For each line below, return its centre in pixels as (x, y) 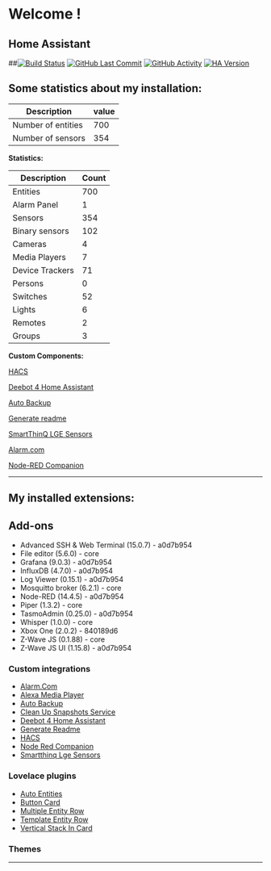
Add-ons (31, 526)
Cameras (29, 244)
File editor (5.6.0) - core (59, 554)
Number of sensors (49, 138)
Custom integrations (50, 668)
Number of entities (48, 124)
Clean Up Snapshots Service (68, 712)
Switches (30, 296)
